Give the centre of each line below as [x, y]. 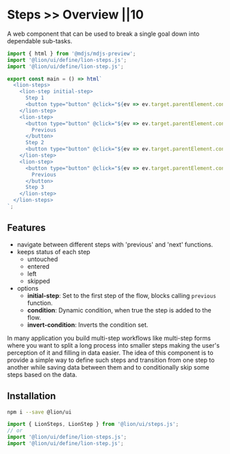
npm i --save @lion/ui [39, 412]
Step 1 [35, 98]
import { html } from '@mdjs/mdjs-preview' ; [72, 54]
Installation [31, 396]
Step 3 [35, 188]
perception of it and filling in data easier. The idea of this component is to [110, 352]
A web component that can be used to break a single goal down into [103, 34]
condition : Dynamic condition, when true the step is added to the [119, 310]
